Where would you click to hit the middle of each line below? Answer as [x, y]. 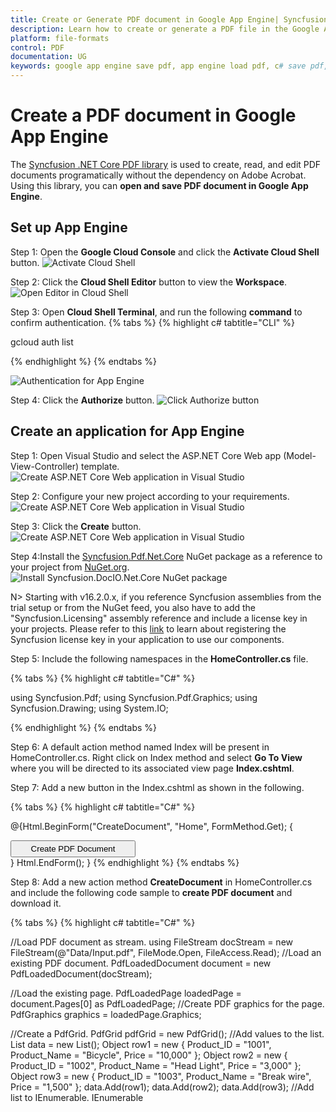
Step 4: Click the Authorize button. [82, 400]
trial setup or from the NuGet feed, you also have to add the [133, 607]
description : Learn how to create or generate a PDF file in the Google [165, 29]
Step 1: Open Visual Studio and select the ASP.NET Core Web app [146, 455]
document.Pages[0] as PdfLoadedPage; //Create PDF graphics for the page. [167, 1003]
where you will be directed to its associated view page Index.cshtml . [152, 768]
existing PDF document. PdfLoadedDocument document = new [141, 963]
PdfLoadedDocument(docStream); [81, 973]
